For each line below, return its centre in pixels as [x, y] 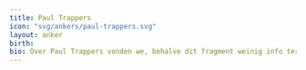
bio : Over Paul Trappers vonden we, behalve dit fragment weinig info [146, 52]
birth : [22, 43]
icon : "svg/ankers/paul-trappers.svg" [83, 26]
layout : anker [36, 35]
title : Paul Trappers [51, 18]
